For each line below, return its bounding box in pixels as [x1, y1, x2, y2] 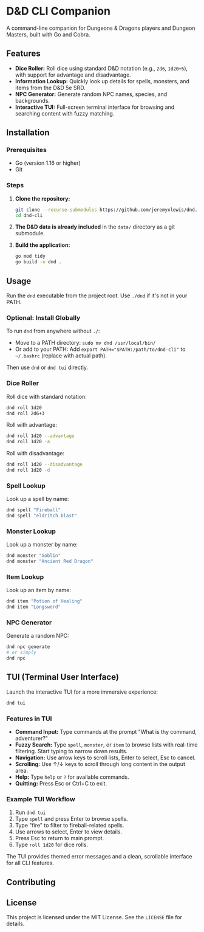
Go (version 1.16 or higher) [15, 159, 81, 167]
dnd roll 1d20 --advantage [6, 433, 75, 439]
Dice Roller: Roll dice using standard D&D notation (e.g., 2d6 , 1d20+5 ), [15, 64, 188, 72]
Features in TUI [6, 714, 52, 723]
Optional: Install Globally [6, 313, 81, 322]
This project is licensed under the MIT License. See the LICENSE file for [6, 914, 182, 921]
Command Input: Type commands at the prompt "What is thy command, [15, 728, 197, 735]
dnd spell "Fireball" [6, 507, 61, 513]
